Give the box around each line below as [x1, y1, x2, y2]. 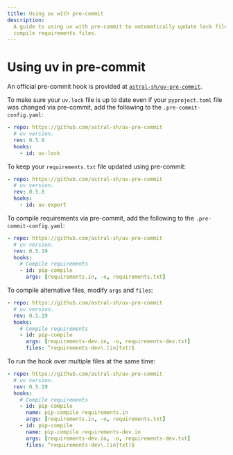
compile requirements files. [13, 29, 98, 37]
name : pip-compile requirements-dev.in [25, 428, 141, 436]
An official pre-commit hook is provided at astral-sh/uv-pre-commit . [7, 83, 202, 91]
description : [7, 17, 45, 24]
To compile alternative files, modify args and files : [7, 286, 153, 295]
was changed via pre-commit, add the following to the [7, 103, 162, 112]
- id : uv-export [19, 202, 67, 209]
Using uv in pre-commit [7, 60, 146, 75]
